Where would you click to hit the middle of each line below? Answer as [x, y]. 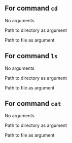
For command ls [31, 56]
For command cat [33, 104]
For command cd [31, 8]
